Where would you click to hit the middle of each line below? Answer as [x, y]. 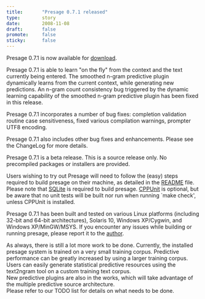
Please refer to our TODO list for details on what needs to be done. [90, 291]
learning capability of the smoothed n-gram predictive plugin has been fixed [102, 96]
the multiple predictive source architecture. [61, 284]
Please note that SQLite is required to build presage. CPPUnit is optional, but [102, 189]
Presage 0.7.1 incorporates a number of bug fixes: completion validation [96, 114]
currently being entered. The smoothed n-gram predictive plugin [88, 76]
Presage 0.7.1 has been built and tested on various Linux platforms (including [103, 214]
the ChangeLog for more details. [47, 146]
